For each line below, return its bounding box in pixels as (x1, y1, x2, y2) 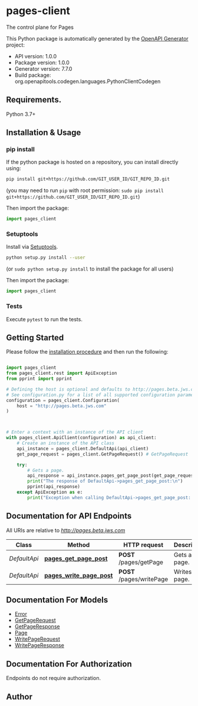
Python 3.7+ (6, 110, 36, 117)
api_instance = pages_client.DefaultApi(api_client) (16, 446, 149, 451)
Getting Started (6, 332, 64, 342)
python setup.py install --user (6, 255, 85, 260)
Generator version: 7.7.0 (14, 65, 72, 72)
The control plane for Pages (6, 24, 74, 31)
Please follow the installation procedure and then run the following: (6, 348, 169, 355)
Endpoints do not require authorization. (6, 675, 101, 682)
